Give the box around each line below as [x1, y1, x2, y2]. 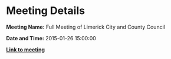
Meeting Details [6, 4, 85, 18]
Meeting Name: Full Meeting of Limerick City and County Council [6, 23, 165, 30]
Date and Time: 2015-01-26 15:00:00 [6, 34, 96, 41]
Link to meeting [6, 46, 45, 53]
